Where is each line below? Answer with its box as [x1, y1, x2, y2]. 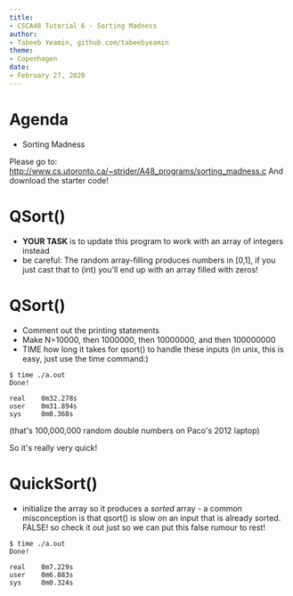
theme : [9, 46, 34, 55]
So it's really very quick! [9, 442, 98, 453]
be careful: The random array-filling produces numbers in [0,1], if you [21, 255, 276, 265]
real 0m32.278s [9, 394, 77, 403]
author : [9, 29, 38, 38]
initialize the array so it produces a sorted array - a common [21, 502, 243, 513]
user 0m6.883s [9, 570, 74, 579]
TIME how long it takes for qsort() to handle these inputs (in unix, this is [21, 344, 284, 355]
